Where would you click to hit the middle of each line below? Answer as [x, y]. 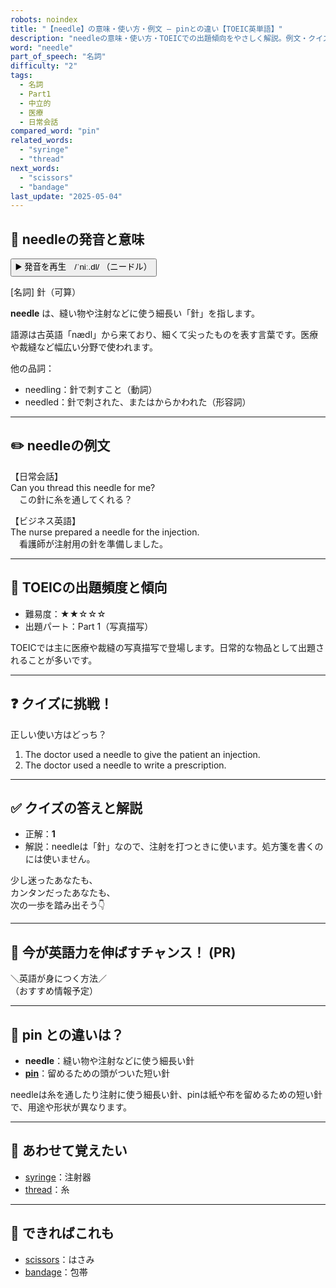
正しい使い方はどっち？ [58, 734]
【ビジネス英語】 [45, 520]
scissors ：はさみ [59, 1259]
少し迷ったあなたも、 [54, 880]
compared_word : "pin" [55, 131]
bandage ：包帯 [56, 1272]
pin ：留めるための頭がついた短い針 [97, 1073]
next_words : [35, 168]
